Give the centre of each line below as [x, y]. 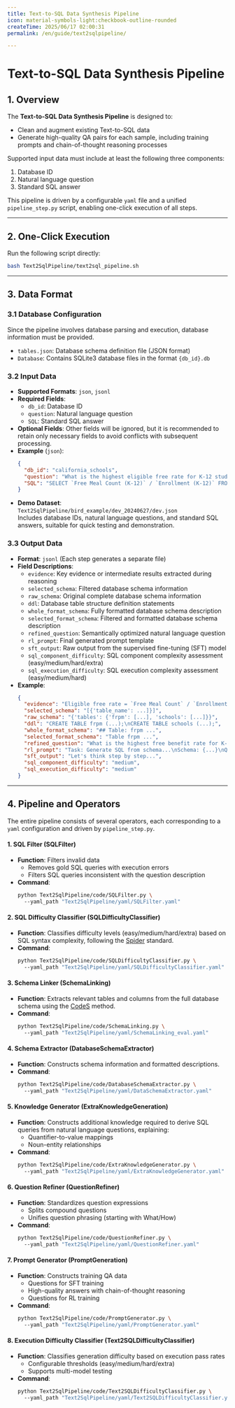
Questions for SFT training [66, 1283]
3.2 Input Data [32, 376]
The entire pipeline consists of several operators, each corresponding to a [114, 821]
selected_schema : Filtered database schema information [108, 588]
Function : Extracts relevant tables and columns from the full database [118, 998]
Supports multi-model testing [70, 1371]
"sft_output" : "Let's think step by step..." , [93, 756]
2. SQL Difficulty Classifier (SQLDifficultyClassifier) [84, 918]
